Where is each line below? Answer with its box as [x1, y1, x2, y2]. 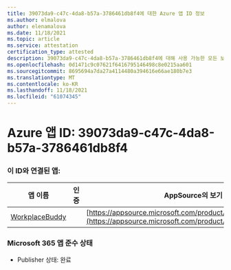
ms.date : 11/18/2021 [7, 29, 67, 37]
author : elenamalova [7, 23, 67, 30]
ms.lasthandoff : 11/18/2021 [7, 87, 88, 94]
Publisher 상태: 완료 [16, 256, 71, 264]
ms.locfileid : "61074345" [7, 94, 81, 101]
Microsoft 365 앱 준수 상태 [7, 238, 93, 248]
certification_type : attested [7, 49, 94, 56]
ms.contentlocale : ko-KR [7, 81, 78, 87]
